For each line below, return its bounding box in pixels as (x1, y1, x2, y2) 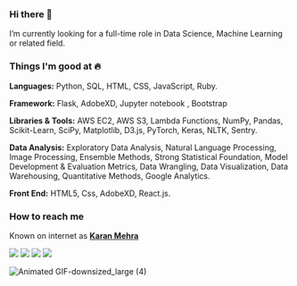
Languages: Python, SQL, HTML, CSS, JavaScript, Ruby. (9, 80, 219, 91)
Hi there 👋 (9, 8, 54, 21)
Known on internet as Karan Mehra (9, 230, 139, 240)
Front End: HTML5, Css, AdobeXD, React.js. (9, 188, 171, 198)
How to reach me (9, 210, 85, 223)
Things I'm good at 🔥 (9, 60, 102, 72)
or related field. (9, 38, 65, 48)
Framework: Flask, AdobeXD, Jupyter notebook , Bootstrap (9, 97, 227, 108)
